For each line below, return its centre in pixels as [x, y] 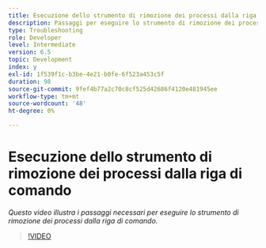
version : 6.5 [30, 52]
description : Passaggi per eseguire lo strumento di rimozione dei [122, 23]
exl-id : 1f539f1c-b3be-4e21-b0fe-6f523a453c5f [86, 74]
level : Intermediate [42, 45]
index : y [23, 67]
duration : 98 [30, 81]
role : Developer [35, 38]
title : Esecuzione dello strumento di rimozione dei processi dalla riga [133, 15]
